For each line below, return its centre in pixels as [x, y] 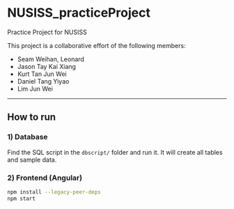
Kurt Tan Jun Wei [42, 74]
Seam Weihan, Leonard [51, 59]
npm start [22, 199]
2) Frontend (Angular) [45, 178]
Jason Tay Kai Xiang [47, 66]
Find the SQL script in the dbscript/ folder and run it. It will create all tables [115, 152]
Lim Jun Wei [35, 88]
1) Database [28, 137]
